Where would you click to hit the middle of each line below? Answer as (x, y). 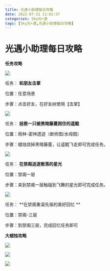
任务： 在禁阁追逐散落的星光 (33, 164)
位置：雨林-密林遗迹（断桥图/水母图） (43, 134)
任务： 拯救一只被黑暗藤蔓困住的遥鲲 (42, 123)
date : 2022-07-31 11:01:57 (33, 14)
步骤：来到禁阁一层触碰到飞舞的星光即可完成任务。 (56, 185)
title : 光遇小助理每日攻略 (29, 10)
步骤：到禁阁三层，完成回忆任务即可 (42, 225)
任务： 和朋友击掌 (23, 83)
